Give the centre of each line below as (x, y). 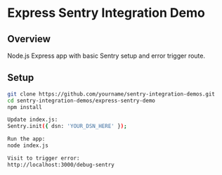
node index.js (28, 145)
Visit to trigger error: (44, 158)
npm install (25, 107)
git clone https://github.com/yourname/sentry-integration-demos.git (111, 94)
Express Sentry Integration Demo (106, 13)
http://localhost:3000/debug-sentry (61, 164)
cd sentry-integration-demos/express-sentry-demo (81, 101)
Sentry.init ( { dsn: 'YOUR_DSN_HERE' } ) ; (67, 127)
